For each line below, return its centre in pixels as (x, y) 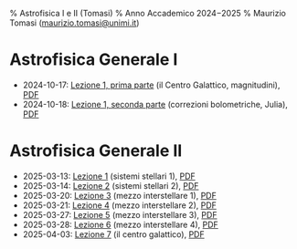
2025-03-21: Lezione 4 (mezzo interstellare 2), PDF (120, 205)
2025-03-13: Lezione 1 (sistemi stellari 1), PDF (109, 176)
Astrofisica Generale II (96, 151)
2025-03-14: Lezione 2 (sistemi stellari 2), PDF (111, 185)
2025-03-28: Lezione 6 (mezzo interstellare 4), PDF (121, 224)
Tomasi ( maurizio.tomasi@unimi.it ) (74, 23)
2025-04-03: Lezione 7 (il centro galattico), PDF (113, 234)
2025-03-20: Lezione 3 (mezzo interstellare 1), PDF (119, 195)
